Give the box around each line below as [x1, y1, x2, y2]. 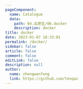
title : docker [5, 30, 35, 35]
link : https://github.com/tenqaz [9, 76, 79, 81]
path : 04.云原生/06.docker [14, 21, 68, 26]
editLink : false [5, 58, 39, 63]
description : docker [14, 26, 56, 31]
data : [9, 16, 21, 21]
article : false [5, 48, 37, 53]
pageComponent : [5, 7, 37, 12]
